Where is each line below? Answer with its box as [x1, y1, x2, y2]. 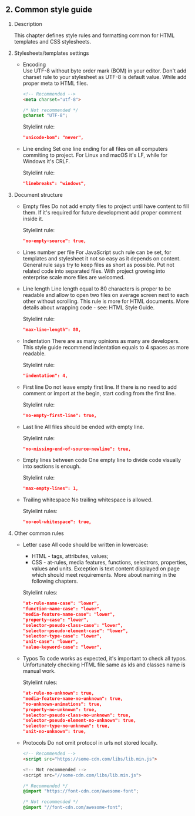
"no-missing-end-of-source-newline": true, [22, 446, 132, 452]
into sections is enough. [22, 462, 81, 470]
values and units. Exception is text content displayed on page [31, 565, 180, 572]
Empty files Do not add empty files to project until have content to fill [22, 203, 189, 210]
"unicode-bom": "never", [22, 135, 84, 141]
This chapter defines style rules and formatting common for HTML [14, 32, 175, 39]
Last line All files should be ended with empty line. [22, 423, 144, 430]
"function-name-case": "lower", [22, 606, 102, 612]
